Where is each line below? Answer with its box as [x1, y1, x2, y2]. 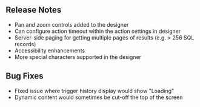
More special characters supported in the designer [14, 53, 142, 60]
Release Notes [5, 5, 62, 15]
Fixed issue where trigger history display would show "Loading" [14, 87, 175, 94]
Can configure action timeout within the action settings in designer [14, 27, 181, 35]
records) [14, 40, 36, 47]
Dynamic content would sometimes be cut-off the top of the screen [14, 94, 183, 101]
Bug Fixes [5, 71, 44, 81]
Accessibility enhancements [14, 47, 85, 54]
